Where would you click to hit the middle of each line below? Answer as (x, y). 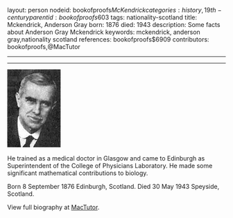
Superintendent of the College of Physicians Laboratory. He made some (110, 166)
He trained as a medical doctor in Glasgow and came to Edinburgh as (106, 158)
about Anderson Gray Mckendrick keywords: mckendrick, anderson (104, 32)
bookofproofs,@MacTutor (44, 47)
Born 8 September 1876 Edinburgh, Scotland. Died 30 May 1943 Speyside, (113, 187)
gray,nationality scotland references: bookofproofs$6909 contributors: (108, 39)
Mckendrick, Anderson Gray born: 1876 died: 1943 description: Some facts (114, 25)
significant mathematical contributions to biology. (78, 173)
